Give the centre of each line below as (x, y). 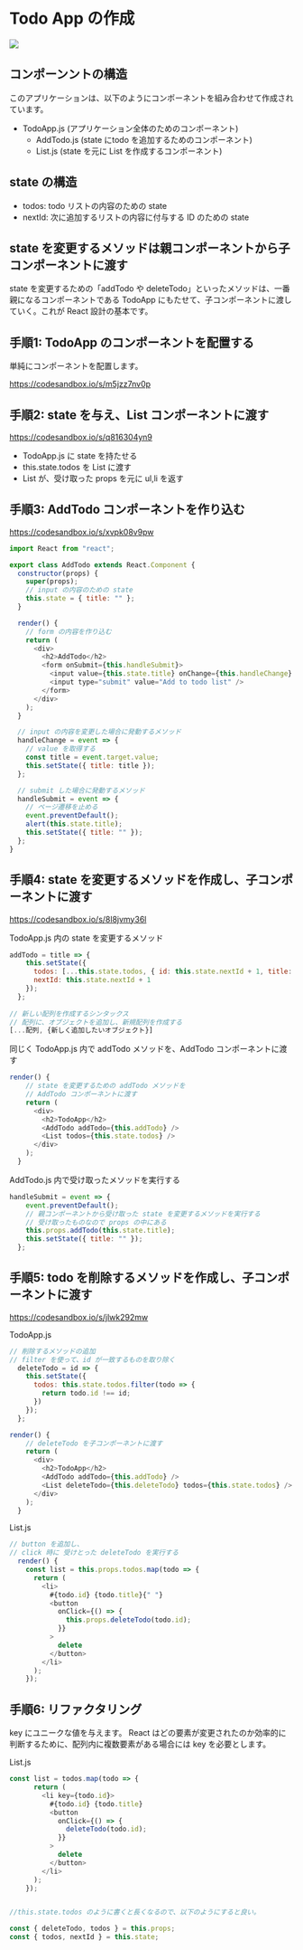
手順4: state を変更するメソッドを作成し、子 (133, 880)
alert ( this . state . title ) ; (74, 824)
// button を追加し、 (46, 1544)
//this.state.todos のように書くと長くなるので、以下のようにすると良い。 (135, 1912)
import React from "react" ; (62, 548)
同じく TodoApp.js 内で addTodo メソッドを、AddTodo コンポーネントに (144, 1049)
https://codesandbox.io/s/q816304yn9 (81, 437)
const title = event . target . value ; (92, 757)
